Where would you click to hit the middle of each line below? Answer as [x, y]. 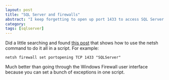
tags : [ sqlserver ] [25, 29]
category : [16, 24]
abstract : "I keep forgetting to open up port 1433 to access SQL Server [85, 19]
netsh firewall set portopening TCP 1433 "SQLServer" [63, 58]
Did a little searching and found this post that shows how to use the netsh [82, 43]
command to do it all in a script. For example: [52, 48]
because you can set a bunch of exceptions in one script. [65, 72]
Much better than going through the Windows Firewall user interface [77, 67]
